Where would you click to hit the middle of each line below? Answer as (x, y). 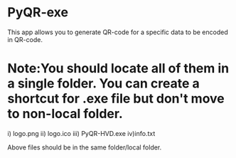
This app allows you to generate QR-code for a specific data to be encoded (118, 32)
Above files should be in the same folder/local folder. (85, 147)
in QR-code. (25, 39)
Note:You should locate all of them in (118, 69)
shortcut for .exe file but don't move (116, 99)
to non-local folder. (65, 114)
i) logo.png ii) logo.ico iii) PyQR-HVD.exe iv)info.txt (81, 133)
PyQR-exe (38, 12)
